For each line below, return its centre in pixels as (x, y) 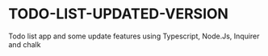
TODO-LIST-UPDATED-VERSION (118, 14)
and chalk (25, 44)
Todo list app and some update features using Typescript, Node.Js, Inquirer (134, 36)
